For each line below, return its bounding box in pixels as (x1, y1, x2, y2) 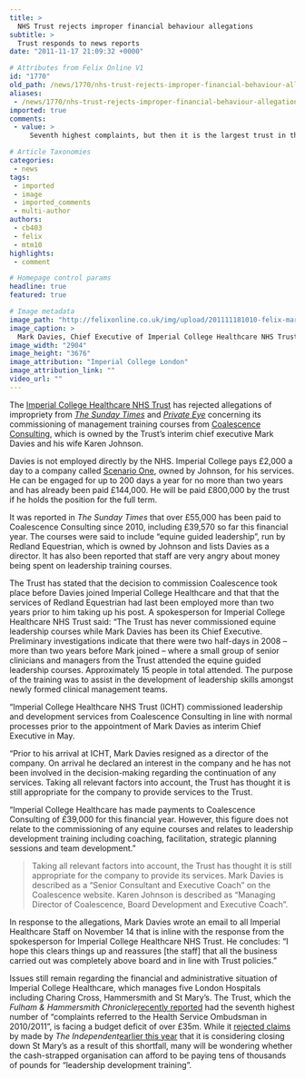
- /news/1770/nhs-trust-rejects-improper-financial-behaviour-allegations (13, 97, 302, 106)
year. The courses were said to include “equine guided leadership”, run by (9, 530, 286, 541)
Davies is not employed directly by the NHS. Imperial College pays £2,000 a (9, 455, 293, 466)
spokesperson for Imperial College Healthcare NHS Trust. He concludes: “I (9, 935, 289, 946)
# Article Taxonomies (9, 147, 92, 157)
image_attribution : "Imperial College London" (9, 358, 189, 367)
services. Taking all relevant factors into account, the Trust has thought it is (9, 777, 290, 787)
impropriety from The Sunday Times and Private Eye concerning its (9, 409, 261, 420)
